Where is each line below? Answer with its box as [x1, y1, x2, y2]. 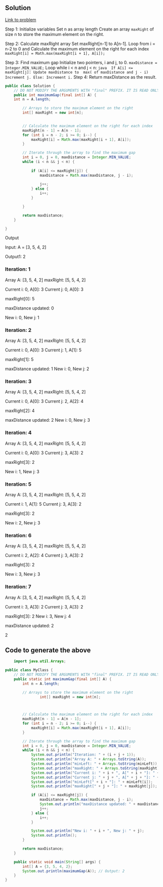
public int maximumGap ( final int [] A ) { [14, 92, 97, 98]
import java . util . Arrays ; [14, 659, 66, 664]
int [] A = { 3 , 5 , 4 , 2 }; [22, 864, 73, 869]
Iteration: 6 [5, 532, 32, 539]
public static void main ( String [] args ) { [14, 859, 101, 864]
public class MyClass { [5, 668, 53, 673]
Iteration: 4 [5, 429, 32, 436]
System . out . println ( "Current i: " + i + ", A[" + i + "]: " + [31, 770, 160, 775]
